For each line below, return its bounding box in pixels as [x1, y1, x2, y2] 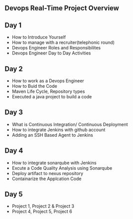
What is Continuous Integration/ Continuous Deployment [11, 121, 128, 127]
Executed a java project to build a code [11, 94, 92, 100]
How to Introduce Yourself [11, 34, 66, 40]
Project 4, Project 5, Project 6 [11, 209, 73, 215]
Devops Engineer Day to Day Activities [11, 50, 91, 56]
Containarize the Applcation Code [11, 176, 82, 182]
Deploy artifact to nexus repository [11, 170, 83, 176]
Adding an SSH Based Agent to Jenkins [11, 132, 93, 138]
